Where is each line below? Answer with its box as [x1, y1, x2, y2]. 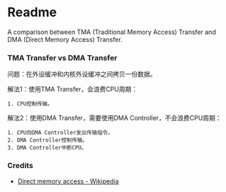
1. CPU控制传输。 [7, 101, 53, 108]
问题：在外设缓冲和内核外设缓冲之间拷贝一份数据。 [7, 70, 157, 79]
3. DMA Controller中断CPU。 [7, 145, 87, 152]
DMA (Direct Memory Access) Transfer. [7, 35, 123, 43]
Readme [7, 4, 57, 21]
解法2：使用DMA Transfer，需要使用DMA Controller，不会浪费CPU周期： [7, 114, 222, 123]
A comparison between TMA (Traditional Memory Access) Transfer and [7, 28, 216, 36]
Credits [7, 161, 33, 171]
